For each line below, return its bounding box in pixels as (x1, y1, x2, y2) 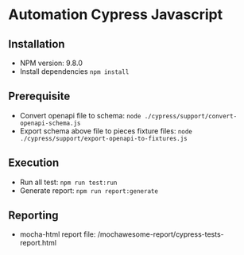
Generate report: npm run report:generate (19, 185, 159, 195)
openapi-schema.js (19, 119, 81, 127)
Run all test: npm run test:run (19, 177, 118, 187)
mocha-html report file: (19, 230, 96, 239)
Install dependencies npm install (19, 67, 130, 76)
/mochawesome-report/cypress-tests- (97, 230, 224, 239)
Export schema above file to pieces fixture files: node (19, 126, 193, 136)
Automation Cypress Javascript (8, 6, 223, 24)
